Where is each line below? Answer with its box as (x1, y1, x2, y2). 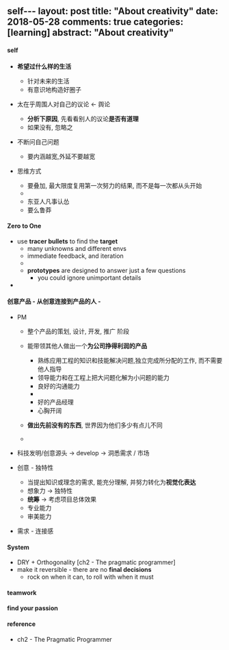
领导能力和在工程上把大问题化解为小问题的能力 (37, 374, 170, 381)
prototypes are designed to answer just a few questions (27, 266, 186, 274)
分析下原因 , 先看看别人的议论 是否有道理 (27, 115, 139, 123)
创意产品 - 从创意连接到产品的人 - (7, 298, 101, 306)
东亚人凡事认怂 (27, 197, 70, 205)
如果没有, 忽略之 (27, 123, 73, 131)
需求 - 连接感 (16, 527, 54, 535)
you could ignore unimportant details (37, 274, 142, 282)
